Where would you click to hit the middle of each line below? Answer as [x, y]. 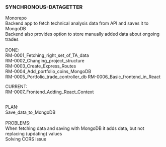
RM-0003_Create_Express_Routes [41, 66]
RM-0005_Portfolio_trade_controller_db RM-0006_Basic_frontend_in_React [83, 77]
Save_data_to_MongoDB [30, 112]
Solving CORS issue [26, 139]
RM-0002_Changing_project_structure [45, 61]
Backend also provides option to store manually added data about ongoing [82, 34]
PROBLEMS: [18, 123]
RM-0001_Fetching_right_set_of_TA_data [47, 55]
